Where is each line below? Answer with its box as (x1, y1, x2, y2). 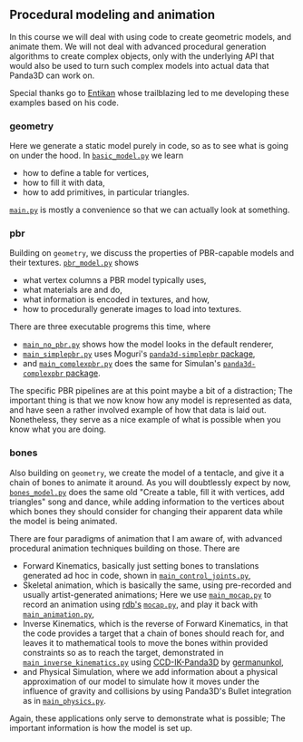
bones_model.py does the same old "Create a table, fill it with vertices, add (9, 486, 285, 497)
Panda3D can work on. (9, 70, 95, 81)
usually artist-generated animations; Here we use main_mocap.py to (22, 589, 272, 600)
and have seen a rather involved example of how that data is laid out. (9, 405, 267, 415)
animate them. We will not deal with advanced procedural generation (9, 41, 267, 52)
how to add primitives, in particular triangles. (22, 187, 190, 198)
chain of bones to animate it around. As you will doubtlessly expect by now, (9, 476, 291, 488)
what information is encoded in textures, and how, (22, 294, 210, 305)
